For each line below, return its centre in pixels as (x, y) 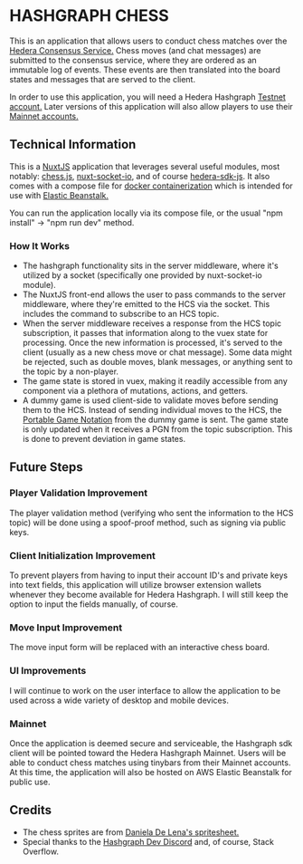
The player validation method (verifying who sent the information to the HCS (151, 513)
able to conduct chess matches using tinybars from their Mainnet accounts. (150, 763)
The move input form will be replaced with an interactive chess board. (139, 648)
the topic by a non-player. (71, 371)
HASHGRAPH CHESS (89, 16)
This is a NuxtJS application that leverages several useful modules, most (145, 166)
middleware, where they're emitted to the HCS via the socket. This (146, 304)
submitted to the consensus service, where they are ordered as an (133, 60)
